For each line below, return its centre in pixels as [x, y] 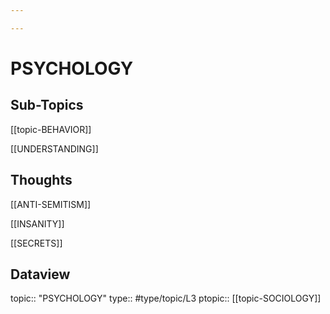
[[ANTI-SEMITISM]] [51, 204]
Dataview [40, 274]
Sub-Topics [47, 105]
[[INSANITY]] [37, 223]
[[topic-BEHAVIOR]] [51, 129]
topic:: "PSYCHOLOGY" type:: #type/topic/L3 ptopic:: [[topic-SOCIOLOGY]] [166, 298]
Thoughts [41, 180]
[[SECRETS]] [36, 243]
